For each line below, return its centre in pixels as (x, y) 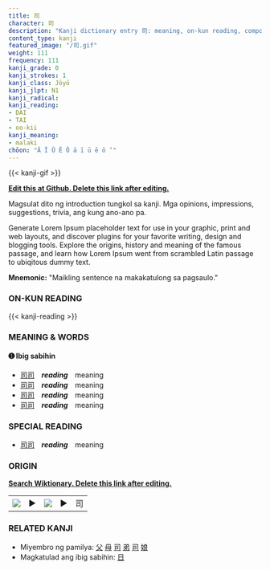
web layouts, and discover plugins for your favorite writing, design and (125, 237)
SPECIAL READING (45, 426)
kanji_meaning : (34, 135)
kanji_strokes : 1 (37, 75)
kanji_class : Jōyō (39, 83)
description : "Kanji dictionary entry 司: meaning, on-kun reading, (125, 31)
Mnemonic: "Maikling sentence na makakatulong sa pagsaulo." (113, 278)
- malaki (23, 142)
